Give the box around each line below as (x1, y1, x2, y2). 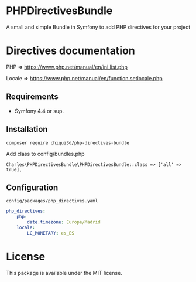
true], (6, 167, 22, 172)
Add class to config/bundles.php (6, 150, 85, 157)
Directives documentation (6, 44, 136, 57)
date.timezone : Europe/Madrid (27, 219, 101, 225)
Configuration (6, 182, 59, 192)
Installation (6, 124, 48, 134)
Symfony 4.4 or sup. (14, 107, 64, 114)
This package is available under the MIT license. (6, 269, 123, 276)
